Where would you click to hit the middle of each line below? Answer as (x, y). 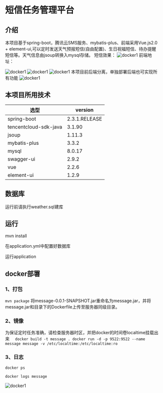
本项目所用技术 (28, 95)
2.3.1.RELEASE (85, 119)
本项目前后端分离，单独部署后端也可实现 (112, 72)
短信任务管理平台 (40, 10)
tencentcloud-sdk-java (35, 127)
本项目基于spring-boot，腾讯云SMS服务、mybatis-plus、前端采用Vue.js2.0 (81, 43)
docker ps (15, 368)
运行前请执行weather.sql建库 (34, 207)
